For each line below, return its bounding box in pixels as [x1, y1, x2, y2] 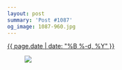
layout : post [7, 10, 45, 17]
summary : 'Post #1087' [7, 17, 73, 24]
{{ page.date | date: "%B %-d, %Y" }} [7, 42, 115, 51]
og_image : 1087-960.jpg [7, 23, 76, 30]
